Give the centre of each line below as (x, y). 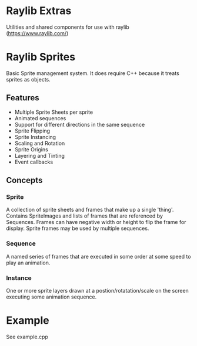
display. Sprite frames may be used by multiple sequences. (78, 228)
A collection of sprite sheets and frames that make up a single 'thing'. (90, 210)
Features (23, 98)
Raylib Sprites (41, 57)
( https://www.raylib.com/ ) (37, 33)
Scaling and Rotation (40, 143)
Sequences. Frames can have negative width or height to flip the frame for (96, 222)
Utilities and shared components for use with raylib (68, 27)
